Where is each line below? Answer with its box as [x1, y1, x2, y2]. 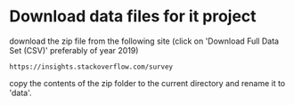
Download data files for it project [9, 6, 257, 27]
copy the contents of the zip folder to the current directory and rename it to [9, 77, 286, 88]
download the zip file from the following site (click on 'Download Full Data [9, 36, 279, 46]
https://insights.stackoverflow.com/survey [9, 62, 174, 71]
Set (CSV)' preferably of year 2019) [9, 44, 139, 55]
